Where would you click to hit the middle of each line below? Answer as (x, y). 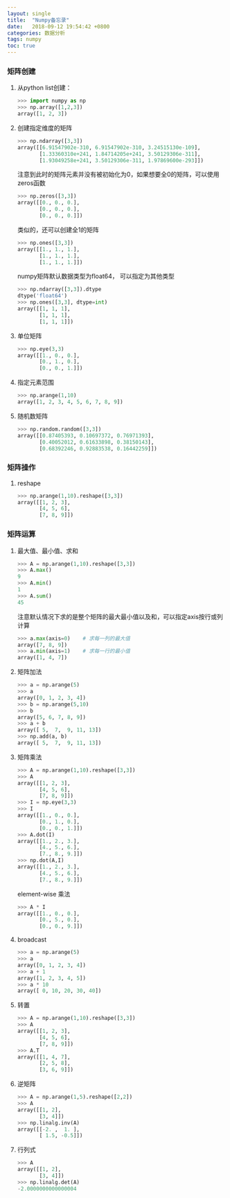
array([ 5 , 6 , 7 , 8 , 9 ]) (52, 717)
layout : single (29, 14)
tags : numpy (24, 40)
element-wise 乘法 (44, 894)
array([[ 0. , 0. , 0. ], (48, 203)
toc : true (21, 46)
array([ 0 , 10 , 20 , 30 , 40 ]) (59, 991)
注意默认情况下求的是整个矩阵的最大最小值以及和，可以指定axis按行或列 (120, 616)
